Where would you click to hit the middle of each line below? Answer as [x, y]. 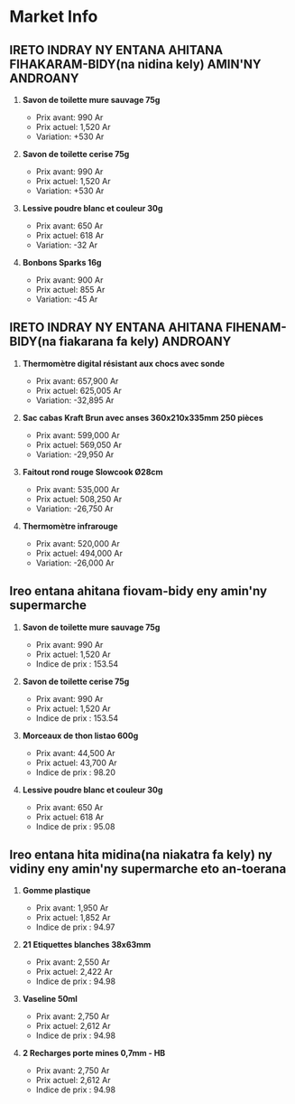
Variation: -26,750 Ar [75, 509]
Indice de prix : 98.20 [75, 772]
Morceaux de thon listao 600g [80, 735]
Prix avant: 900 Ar [69, 280]
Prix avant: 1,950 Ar [72, 908]
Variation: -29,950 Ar [75, 454]
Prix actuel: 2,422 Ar [74, 972]
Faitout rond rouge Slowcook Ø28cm [93, 472]
